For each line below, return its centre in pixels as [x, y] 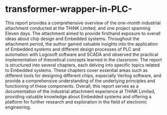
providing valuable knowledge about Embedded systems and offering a [79, 96]
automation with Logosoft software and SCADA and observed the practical [82, 54]
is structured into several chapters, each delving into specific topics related [83, 65]
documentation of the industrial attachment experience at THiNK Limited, [80, 91]
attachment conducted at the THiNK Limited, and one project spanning [78, 28]
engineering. [18, 107]
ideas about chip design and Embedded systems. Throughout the [72, 39]
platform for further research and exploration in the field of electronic [76, 102]
